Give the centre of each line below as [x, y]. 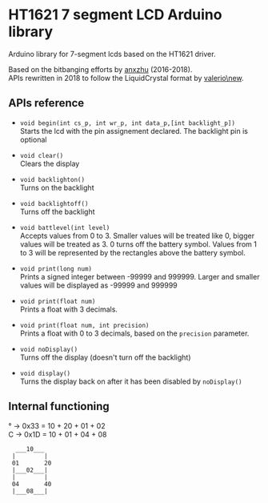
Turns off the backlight [57, 211]
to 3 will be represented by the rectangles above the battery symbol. [132, 252]
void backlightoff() [54, 203]
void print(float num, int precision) [84, 325]
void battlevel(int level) [65, 227]
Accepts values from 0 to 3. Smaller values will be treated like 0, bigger [137, 235]
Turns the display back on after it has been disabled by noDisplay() [131, 381]
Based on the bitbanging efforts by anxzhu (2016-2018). [100, 69]
